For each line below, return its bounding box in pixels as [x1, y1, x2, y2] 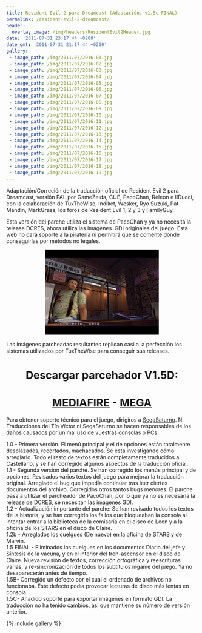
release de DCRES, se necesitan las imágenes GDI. [6, 499, 133, 506]
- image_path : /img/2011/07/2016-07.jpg [8, 93, 113, 99]
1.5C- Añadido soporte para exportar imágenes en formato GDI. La [6, 595, 173, 602]
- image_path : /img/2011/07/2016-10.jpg [8, 112, 113, 118]
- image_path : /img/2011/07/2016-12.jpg [8, 125, 113, 131]
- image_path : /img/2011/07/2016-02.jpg [8, 61, 113, 67]
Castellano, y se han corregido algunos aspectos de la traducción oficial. [6, 460, 189, 467]
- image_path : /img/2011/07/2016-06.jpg [8, 87, 113, 93]
